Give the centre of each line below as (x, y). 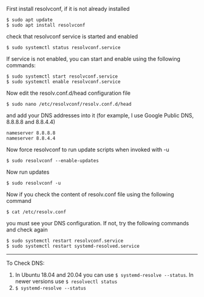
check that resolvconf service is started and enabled (72, 36)
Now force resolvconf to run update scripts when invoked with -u (88, 149)
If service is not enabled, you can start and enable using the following (93, 59)
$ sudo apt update (29, 20)
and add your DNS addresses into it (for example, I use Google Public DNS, (100, 115)
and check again (27, 230)
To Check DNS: (25, 263)
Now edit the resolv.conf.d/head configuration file (68, 93)
